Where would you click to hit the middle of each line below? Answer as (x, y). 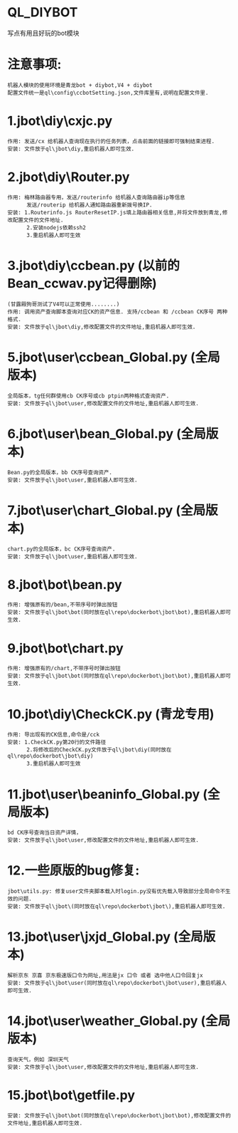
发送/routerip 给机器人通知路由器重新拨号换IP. (89, 205)
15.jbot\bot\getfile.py (71, 1096)
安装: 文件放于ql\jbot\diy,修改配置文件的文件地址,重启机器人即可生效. (102, 327)
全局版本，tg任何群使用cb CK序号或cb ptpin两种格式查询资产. (88, 396)
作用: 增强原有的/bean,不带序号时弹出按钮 (63, 605)
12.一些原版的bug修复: (74, 871)
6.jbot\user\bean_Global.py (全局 (107, 433)
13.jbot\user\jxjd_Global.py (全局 (106, 937)
